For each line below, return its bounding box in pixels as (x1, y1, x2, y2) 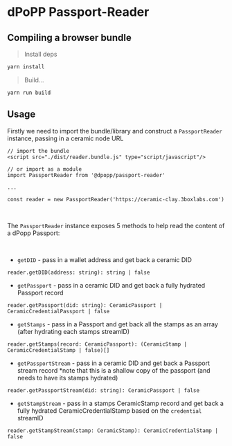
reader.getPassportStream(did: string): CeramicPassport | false (7, 387, 199, 394)
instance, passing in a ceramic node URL (7, 134, 124, 142)
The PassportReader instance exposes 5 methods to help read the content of (7, 221, 225, 230)
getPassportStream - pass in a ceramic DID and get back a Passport (17, 359, 210, 367)
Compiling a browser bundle (7, 32, 132, 44)
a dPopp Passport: (7, 229, 60, 237)
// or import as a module (7, 165, 82, 173)
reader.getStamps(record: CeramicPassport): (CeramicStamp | (7, 340, 188, 348)
